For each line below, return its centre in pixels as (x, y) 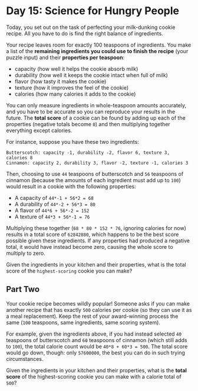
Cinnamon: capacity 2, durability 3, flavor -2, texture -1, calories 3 (97, 163)
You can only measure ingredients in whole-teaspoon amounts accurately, (96, 105)
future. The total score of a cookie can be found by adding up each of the (96, 118)
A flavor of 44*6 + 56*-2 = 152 (52, 210)
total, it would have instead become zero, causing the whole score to (90, 247)
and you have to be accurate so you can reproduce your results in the (91, 111)
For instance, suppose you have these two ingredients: (73, 142)
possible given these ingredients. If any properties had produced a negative (98, 241)
